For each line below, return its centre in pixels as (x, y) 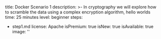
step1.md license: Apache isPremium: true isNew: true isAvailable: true (83, 26)
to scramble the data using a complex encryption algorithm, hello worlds (78, 12)
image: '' (21, 32)
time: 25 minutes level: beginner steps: (44, 17)
